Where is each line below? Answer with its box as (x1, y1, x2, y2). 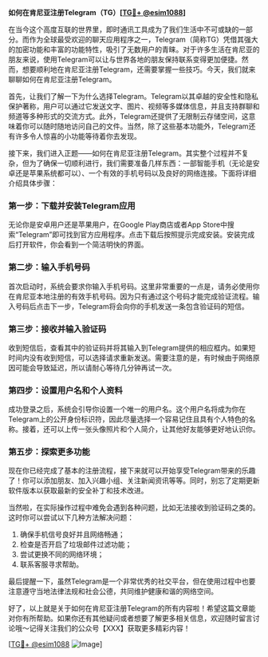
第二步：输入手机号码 (8, 262, 90, 273)
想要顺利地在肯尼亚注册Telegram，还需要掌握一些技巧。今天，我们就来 (22, 65, 256, 74)
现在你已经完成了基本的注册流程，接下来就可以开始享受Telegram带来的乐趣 (8, 466, 256, 476)
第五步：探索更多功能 (8, 446, 90, 457)
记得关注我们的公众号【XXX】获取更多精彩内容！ (29, 623, 191, 633)
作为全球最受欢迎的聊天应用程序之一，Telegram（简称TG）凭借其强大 (29, 35, 258, 44)
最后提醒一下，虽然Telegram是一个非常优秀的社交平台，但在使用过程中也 (8, 576, 249, 586)
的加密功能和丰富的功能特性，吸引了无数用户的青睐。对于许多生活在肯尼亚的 (8, 45, 260, 54)
